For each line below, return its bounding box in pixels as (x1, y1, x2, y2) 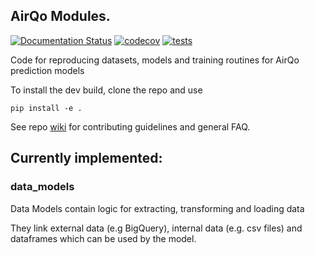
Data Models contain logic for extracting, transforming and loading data (10, 202, 305, 214)
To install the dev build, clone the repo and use (10, 84, 203, 96)
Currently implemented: (10, 150, 163, 167)
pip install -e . (10, 103, 83, 113)
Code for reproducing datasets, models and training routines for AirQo (10, 54, 300, 66)
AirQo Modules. (10, 8, 111, 25)
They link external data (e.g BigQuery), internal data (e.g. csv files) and (10, 222, 303, 234)
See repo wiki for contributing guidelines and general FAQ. (10, 120, 251, 133)
